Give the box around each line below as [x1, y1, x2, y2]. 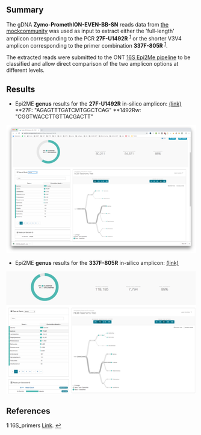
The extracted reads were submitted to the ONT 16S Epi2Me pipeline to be [6, 54, 191, 61]
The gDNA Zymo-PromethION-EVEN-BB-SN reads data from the [6, 21, 169, 28]
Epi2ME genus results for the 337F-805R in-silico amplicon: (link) [14, 259, 179, 267]
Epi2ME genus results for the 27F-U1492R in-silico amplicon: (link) [14, 100, 182, 107]
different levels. [6, 66, 45, 74]
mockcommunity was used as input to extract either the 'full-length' [6, 27, 175, 34]
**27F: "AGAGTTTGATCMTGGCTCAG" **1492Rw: [14, 106, 141, 113]
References [6, 405, 51, 416]
